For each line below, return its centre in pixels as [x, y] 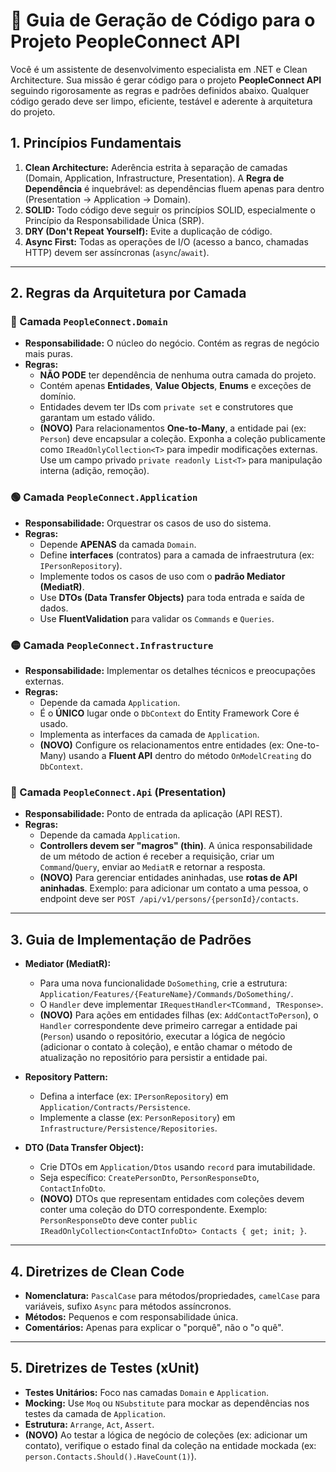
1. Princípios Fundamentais [96, 143]
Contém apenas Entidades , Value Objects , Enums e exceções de [175, 386]
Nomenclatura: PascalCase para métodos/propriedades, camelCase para [172, 1295]
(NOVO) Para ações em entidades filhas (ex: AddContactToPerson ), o [179, 1015]
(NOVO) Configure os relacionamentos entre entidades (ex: [162, 745]
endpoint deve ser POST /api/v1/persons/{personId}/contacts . [169, 899]
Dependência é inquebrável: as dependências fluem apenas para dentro [174, 188]
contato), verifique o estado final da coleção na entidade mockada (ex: [170, 1445]
